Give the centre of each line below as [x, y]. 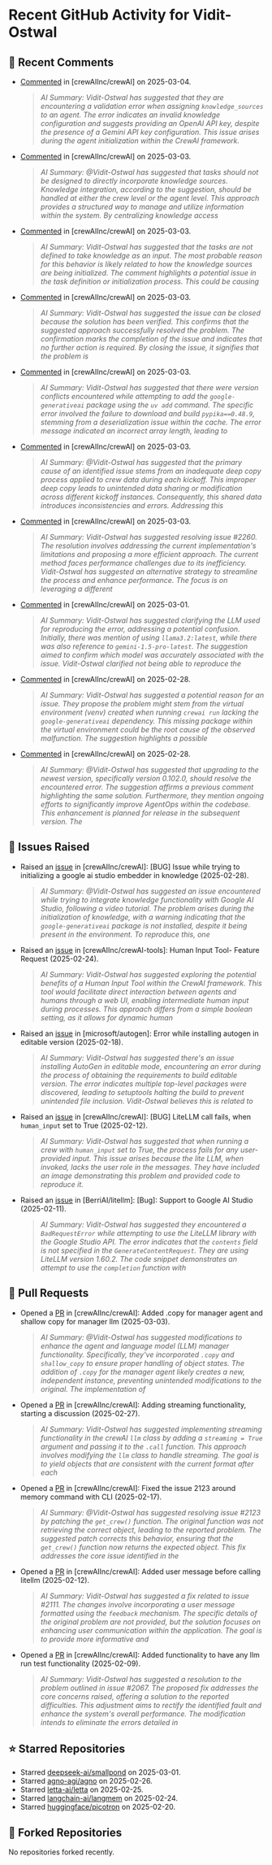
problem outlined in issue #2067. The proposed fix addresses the [149, 1688]
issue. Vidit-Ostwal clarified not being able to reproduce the [141, 663]
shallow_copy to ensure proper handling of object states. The [142, 1363]
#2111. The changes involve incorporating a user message [138, 1604]
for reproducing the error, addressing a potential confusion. [140, 629]
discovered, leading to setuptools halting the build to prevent [142, 1092]
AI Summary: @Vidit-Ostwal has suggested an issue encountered [151, 891]
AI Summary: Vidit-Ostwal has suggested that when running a [145, 1141]
